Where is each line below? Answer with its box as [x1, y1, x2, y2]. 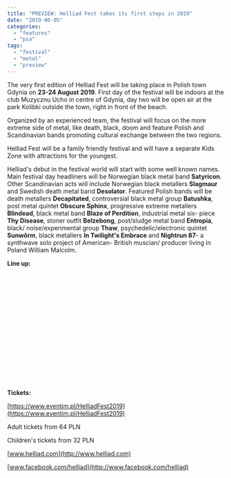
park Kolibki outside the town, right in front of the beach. [7, 102, 168, 111]
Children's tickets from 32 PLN [7, 436, 94, 444]
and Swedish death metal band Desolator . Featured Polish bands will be [7, 187, 212, 195]
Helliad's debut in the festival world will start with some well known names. [7, 165, 220, 173]
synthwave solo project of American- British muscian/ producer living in [7, 238, 212, 246]
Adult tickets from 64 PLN [7, 423, 81, 431]
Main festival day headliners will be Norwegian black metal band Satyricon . [7, 172, 222, 181]
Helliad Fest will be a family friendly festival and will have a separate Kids [7, 144, 215, 152]
